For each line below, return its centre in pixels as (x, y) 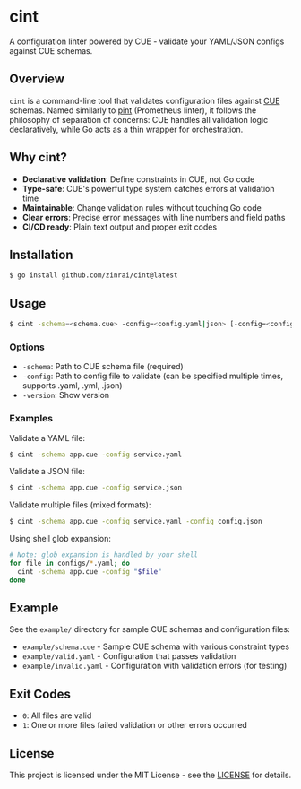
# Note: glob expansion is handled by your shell (104, 555)
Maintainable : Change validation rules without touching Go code (142, 207)
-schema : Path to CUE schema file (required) (103, 367)
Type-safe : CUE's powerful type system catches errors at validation (148, 188)
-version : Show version (66, 395)
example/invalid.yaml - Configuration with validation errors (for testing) (155, 666)
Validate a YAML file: (47, 438)
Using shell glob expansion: (60, 539)
